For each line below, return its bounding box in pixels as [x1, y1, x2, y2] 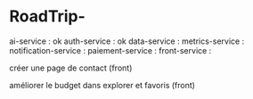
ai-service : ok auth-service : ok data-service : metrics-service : [9, 36, 245, 46]
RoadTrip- [9, 6, 86, 27]
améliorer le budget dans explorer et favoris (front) [9, 79, 196, 90]
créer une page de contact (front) [9, 62, 133, 73]
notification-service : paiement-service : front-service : [9, 45, 212, 55]
